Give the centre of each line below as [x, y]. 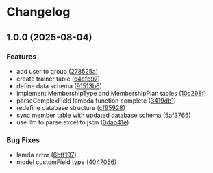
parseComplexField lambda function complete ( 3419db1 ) [96, 101]
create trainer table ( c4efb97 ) [58, 79]
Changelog [38, 12]
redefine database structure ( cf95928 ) [71, 107]
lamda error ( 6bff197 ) [46, 155]
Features [22, 57]
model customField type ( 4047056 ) [66, 162]
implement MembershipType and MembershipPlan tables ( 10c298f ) [111, 93]
